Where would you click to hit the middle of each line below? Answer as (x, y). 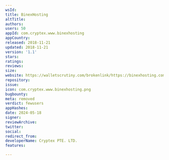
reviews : (14, 66)
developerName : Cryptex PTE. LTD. (41, 141)
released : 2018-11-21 (28, 43)
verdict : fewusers (24, 104)
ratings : (14, 61)
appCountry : (18, 38)
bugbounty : (17, 94)
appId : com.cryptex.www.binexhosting (45, 33)
